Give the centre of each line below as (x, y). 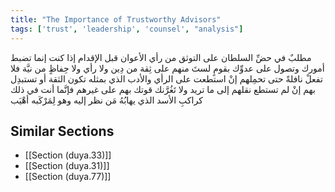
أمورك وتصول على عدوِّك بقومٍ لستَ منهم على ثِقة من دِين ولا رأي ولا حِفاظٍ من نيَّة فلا (167, 68)
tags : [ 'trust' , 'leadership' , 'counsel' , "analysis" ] (127, 29)
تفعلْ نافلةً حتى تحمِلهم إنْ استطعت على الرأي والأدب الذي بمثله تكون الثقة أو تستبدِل (166, 78)
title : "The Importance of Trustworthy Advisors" (116, 19)
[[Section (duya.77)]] (68, 177)
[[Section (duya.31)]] (67, 166)
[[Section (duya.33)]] (68, 155)
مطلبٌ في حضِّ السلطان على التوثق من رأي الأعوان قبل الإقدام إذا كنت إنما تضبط (161, 57)
